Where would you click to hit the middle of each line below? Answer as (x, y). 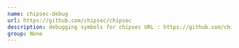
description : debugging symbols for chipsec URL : (84, 27)
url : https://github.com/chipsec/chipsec (70, 20)
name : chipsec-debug (38, 14)
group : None (25, 34)
